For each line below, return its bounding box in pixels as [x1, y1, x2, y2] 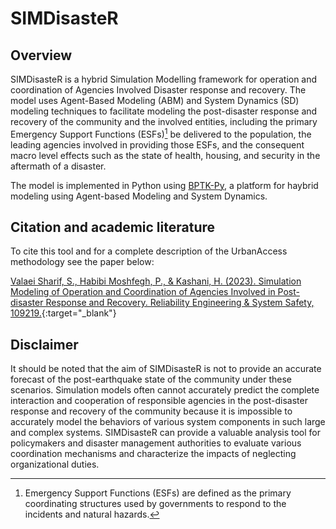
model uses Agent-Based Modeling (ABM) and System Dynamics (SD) [10, 95, 300, 106]
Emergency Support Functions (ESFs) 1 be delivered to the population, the [10, 127, 312, 140]
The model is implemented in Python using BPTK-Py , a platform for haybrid [10, 179, 319, 191]
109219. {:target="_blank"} [10, 307, 117, 319]
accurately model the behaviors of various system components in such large [10, 416, 326, 428]
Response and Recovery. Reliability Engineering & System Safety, [45, 297, 315, 309]
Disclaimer [10, 336, 79, 353]
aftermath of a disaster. [10, 160, 107, 172]
